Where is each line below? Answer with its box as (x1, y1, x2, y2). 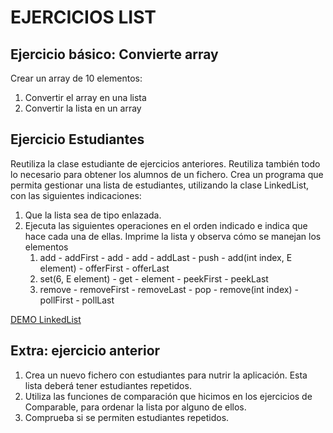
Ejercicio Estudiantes (10, 131, 145, 148)
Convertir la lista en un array (24, 102, 142, 114)
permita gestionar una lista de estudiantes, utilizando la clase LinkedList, (10, 179, 309, 191)
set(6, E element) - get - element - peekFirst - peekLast (39, 272, 269, 285)
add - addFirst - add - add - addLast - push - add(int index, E (39, 251, 293, 263)
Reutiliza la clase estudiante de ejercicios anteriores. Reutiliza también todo (10, 157, 321, 170)
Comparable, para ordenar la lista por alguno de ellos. (24, 401, 247, 413)
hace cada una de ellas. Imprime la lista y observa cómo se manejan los (24, 230, 322, 242)
